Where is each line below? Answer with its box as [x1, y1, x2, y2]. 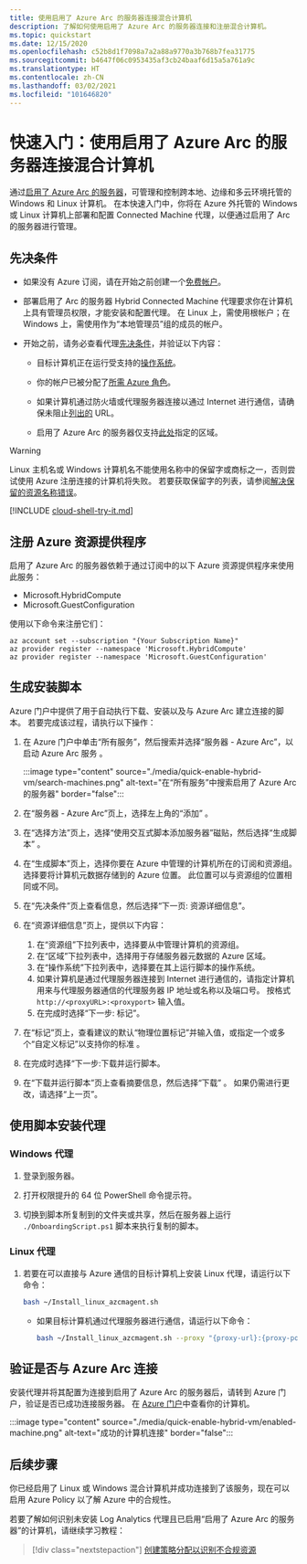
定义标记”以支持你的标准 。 [42, 1038, 145, 1049]
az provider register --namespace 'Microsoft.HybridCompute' [9, 645, 248, 654]
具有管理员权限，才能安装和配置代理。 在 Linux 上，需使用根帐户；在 [30, 307, 291, 318]
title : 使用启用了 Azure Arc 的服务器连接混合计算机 [9, 13, 193, 23]
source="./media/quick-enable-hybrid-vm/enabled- [101, 1417, 297, 1428]
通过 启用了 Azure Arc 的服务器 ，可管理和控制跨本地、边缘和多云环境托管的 [9, 186, 292, 197]
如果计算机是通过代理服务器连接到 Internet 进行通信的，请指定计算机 [36, 973, 295, 984]
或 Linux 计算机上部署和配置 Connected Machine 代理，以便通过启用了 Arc [9, 209, 291, 220]
